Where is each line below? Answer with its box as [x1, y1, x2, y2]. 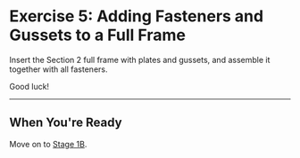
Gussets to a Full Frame [9, 25, 186, 45]
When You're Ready [9, 115, 122, 130]
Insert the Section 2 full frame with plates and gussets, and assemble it [9, 54, 271, 65]
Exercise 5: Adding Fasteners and [9, 6, 264, 27]
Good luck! [9, 81, 50, 91]
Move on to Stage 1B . [9, 138, 87, 149]
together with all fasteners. [9, 64, 108, 75]
